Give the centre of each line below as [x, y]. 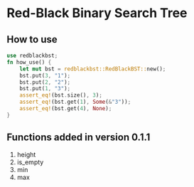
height [26, 154]
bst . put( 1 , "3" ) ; [45, 89]
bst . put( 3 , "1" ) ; [45, 75]
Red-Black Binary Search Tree [97, 13]
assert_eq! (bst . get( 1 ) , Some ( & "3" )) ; [75, 102]
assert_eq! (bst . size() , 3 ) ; [61, 95]
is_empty [30, 162]
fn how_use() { [29, 62]
